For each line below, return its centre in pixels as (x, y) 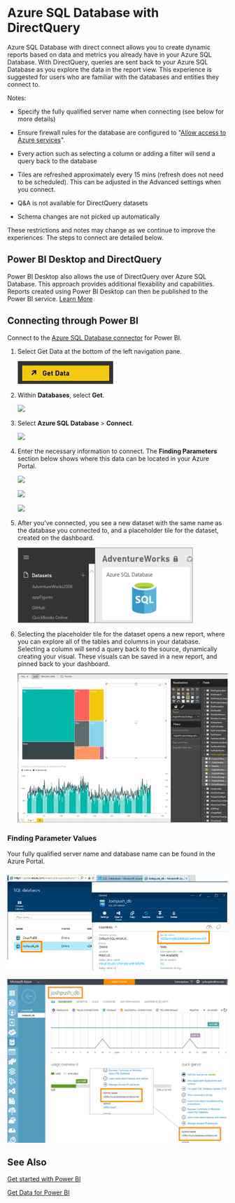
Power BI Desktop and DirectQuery (85, 259)
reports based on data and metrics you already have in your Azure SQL (109, 55)
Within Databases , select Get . (61, 395)
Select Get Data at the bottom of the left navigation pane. (99, 351)
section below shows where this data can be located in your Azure (113, 458)
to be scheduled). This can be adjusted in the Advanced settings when (119, 182)
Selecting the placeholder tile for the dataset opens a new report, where (121, 634)
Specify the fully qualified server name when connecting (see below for (121, 111)
